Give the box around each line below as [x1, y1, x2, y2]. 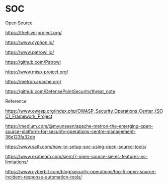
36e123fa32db [5, 133, 36, 140]
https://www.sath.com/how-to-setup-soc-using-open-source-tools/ [5, 144, 147, 150]
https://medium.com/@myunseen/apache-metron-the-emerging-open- [5, 123, 153, 129]
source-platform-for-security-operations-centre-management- [5, 128, 136, 134]
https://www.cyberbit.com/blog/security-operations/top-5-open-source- [5, 168, 156, 174]
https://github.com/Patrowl [5, 59, 61, 65]
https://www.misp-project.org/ [5, 69, 69, 75]
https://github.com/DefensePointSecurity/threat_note [5, 88, 116, 94]
